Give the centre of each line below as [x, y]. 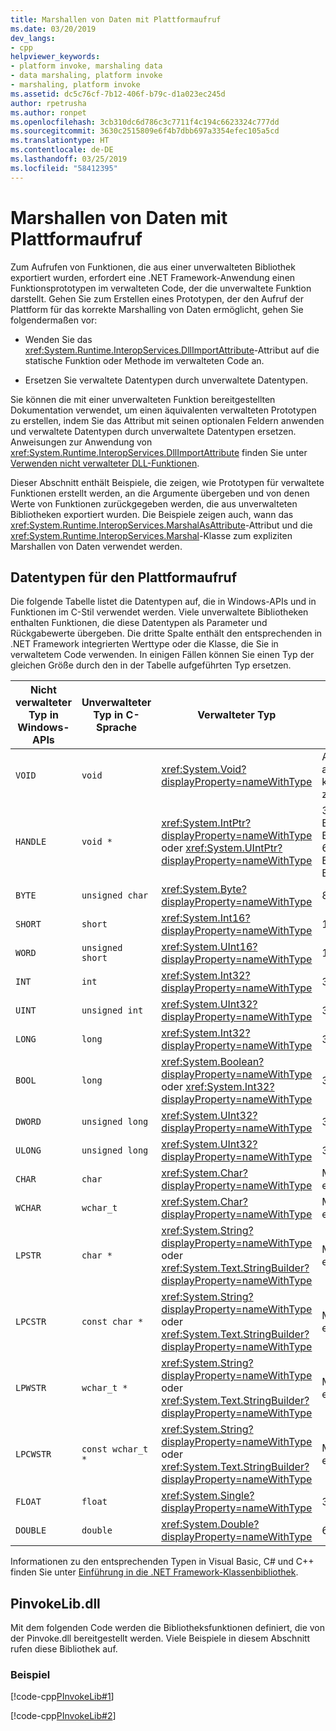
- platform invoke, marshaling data [86, 66]
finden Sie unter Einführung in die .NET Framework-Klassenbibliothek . [154, 1572]
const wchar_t [115, 1449]
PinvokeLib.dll [55, 1603]
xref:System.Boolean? [213, 1062]
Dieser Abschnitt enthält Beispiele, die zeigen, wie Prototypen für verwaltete [167, 482]
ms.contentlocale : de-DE [62, 150]
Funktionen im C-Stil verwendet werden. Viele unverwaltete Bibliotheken [159, 612]
